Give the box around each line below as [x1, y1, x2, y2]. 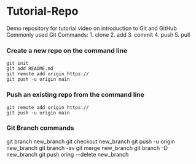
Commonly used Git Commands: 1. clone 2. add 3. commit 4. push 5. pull [6, 31, 190, 38]
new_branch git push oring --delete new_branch [6, 151, 129, 158]
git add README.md [6, 65, 53, 72]
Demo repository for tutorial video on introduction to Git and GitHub [6, 24, 177, 32]
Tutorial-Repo [6, 4, 79, 18]
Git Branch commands [6, 124, 74, 132]
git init [6, 60, 29, 67]
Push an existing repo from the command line [6, 91, 144, 99]
